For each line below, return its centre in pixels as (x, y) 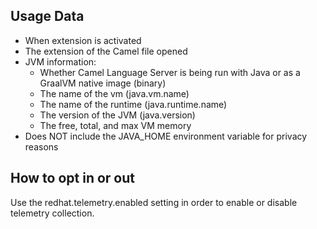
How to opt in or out (73, 178)
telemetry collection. (52, 213)
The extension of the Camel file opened (106, 51)
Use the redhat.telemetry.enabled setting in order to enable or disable (154, 202)
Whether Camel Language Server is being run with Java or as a (170, 72)
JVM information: (60, 61)
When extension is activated (83, 40)
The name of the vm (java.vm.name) (114, 93)
